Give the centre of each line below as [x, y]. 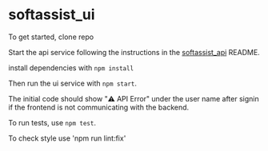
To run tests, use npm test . [52, 122]
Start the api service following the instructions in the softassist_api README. [134, 52]
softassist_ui [52, 15]
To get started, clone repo [51, 37]
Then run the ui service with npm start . [73, 83]
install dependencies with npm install [71, 68]
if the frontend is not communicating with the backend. [99, 107]
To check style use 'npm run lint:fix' [67, 138]
